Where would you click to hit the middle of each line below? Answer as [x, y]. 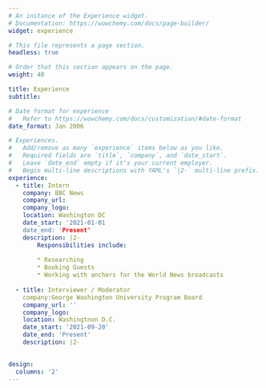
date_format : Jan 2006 [46, 126]
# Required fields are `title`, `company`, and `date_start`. [118, 156]
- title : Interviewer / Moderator [73, 290]
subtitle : [25, 96]
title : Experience [39, 89]
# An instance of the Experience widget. [79, 16]
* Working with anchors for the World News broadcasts [131, 275]
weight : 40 [26, 75]
